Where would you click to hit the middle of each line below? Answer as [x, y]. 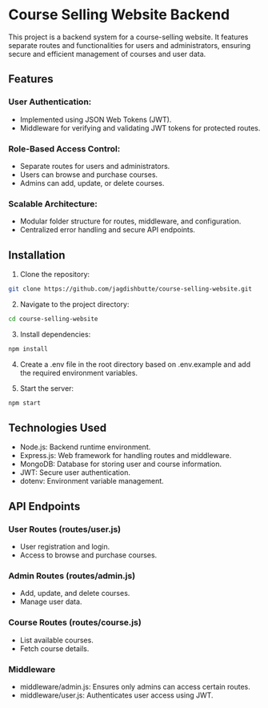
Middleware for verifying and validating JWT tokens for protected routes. [140, 128]
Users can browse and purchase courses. [89, 175]
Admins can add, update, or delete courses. [92, 183]
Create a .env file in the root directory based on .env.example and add [135, 364]
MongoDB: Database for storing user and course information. [121, 464]
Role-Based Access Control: [64, 148]
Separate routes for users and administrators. [95, 166]
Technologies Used [57, 427]
